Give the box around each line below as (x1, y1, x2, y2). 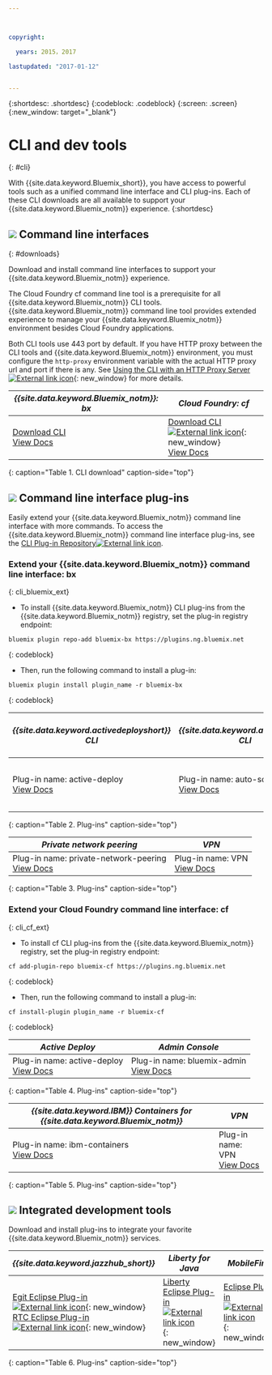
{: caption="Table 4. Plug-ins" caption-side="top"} (8, 1086, 178, 1096)
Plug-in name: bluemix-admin (130, 1054, 247, 1066)
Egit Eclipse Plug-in (12, 1292, 88, 1303)
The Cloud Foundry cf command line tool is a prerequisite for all (8, 289, 221, 299)
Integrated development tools (19, 1203, 172, 1217)
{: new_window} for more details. (73, 373, 184, 383)
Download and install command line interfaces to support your (8, 265, 216, 275)
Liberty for (168, 1253, 210, 1264)
